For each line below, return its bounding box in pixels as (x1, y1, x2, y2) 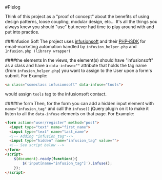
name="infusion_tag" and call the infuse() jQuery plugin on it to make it (5, 106, 149, 111)
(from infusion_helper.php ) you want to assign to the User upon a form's (5, 68, 152, 73)
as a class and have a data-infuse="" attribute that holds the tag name (5, 63, 147, 68)
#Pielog (5, 4, 20, 10)
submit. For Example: (5, 73, 48, 78)
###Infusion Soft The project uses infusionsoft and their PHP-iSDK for (5, 38, 146, 44)
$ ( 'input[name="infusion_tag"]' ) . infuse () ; (22, 161, 112, 166)
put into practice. (5, 29, 40, 35)
